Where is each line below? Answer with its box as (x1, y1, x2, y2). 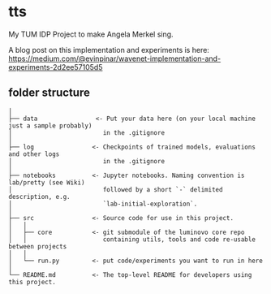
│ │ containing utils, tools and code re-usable (8, 235, 256, 244)
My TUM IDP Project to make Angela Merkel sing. (8, 29, 174, 39)
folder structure (8, 86, 91, 100)
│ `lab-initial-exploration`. (8, 200, 198, 208)
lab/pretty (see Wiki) (8, 178, 85, 187)
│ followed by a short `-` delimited (8, 185, 223, 193)
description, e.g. (8, 192, 71, 201)
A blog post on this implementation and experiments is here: (8, 45, 209, 54)
